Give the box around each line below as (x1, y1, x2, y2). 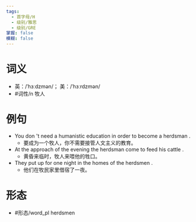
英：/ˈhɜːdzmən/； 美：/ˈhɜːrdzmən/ (14, 83, 101, 90)
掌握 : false (6, 30, 33, 36)
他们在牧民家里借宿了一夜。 (23, 166, 91, 173)
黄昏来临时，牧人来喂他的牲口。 (23, 153, 101, 160)
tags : (6, 8, 19, 15)
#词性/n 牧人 (14, 90, 45, 97)
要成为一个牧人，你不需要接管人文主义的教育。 (23, 139, 136, 146)
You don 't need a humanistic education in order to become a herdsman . (14, 132, 191, 139)
